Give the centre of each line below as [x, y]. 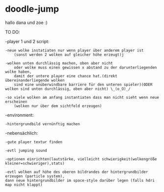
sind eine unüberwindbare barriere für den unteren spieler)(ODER [83, 85]
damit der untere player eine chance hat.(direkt [66, 76]
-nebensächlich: [22, 133]
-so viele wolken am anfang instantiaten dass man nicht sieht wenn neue [82, 97]
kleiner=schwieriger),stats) [35, 163]
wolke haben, [18, 72]
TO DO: [13, 32]
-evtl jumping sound [26, 150]
